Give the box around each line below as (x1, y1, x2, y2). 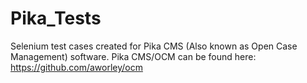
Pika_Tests (10, 7, 102, 30)
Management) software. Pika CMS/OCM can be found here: (10, 50, 257, 62)
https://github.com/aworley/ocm (10, 61, 143, 73)
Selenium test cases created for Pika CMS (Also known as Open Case (10, 40, 298, 52)
